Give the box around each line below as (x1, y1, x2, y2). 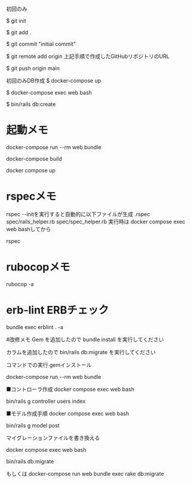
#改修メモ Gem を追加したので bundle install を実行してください (6, 336, 164, 343)
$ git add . (6, 29, 32, 36)
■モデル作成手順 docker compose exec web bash (6, 409, 130, 417)
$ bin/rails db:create (6, 101, 56, 108)
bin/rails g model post (6, 421, 60, 429)
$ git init (6, 17, 27, 24)
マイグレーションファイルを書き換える (6, 434, 100, 441)
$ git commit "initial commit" (6, 41, 76, 47)
